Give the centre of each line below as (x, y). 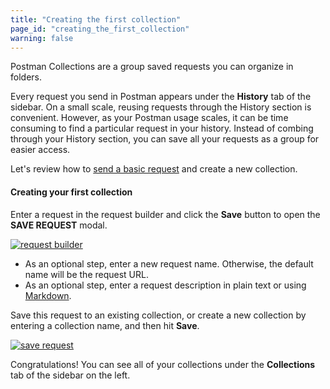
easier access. (40, 150)
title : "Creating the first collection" (96, 19)
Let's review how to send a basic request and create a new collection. (154, 169)
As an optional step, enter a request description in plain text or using (165, 285)
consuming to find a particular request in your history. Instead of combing (162, 128)
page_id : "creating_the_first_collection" (100, 29)
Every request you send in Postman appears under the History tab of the (161, 97)
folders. (26, 77)
